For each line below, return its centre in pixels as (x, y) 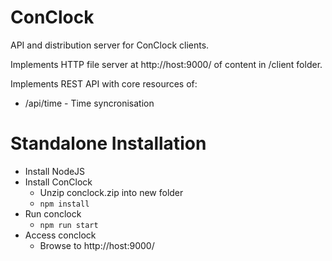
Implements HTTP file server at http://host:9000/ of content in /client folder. (166, 64)
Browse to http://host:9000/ (97, 245)
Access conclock (60, 235)
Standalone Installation (108, 143)
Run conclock (53, 213)
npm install (64, 204)
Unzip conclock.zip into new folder (111, 192)
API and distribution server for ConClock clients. (110, 45)
